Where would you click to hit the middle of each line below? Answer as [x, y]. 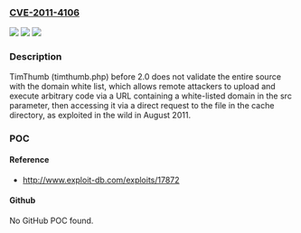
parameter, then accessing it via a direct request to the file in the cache [142, 105]
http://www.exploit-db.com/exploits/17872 [101, 180]
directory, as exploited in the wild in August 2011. [100, 115]
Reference [29, 160]
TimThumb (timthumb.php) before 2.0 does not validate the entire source [146, 76]
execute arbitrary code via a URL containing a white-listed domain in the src [150, 96]
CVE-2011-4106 [44, 13]
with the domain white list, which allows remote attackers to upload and [142, 86]
